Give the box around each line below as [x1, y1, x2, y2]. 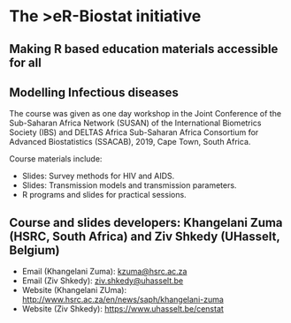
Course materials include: [9, 154, 103, 164]
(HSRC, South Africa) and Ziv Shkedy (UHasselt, [9, 229, 280, 244]
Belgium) [9, 243, 60, 258]
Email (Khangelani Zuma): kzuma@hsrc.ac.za [21, 267, 188, 277]
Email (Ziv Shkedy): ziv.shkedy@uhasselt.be [21, 275, 184, 286]
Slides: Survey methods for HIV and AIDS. [21, 170, 175, 182]
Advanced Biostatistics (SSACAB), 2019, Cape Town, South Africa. [9, 137, 251, 147]
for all [9, 55, 42, 70]
